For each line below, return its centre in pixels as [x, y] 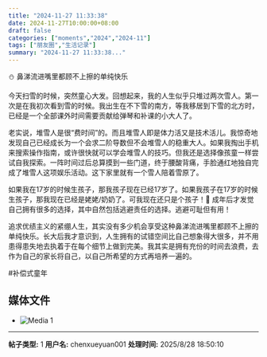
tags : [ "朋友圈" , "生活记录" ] [52, 45]
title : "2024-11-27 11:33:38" [58, 16]
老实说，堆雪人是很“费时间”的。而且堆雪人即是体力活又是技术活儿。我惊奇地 [133, 133]
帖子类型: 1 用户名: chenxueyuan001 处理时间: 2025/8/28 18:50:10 [116, 344]
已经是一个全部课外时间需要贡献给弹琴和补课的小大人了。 [102, 116]
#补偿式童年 [28, 273]
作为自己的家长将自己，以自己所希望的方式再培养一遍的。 [102, 256]
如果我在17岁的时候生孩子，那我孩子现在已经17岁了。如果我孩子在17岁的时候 [133, 189]
